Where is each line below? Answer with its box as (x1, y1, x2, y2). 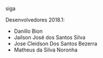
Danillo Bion (13, 28, 43, 35)
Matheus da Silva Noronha (13, 46, 78, 53)
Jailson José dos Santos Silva (13, 34, 86, 40)
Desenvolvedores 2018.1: (5, 16, 65, 23)
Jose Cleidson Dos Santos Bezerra (13, 40, 97, 47)
